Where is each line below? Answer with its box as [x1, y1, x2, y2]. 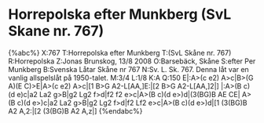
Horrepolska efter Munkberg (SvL [8, 5, 232, 24]
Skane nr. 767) [8, 22, 104, 40]
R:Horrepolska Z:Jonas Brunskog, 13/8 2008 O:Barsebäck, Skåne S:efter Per [8, 56, 256, 66]
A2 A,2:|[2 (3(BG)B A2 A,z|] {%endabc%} [8, 106, 143, 115]
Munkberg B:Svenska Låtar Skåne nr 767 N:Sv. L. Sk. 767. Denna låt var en [8, 64, 249, 74]
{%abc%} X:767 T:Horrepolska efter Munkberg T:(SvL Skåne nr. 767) [8, 48, 232, 57]
